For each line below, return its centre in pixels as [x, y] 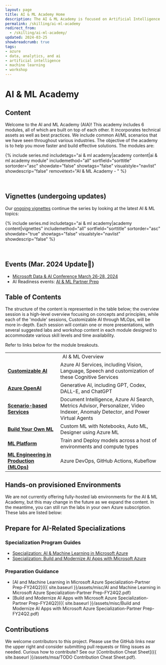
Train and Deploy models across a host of [108, 441]
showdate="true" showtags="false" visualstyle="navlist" [63, 233]
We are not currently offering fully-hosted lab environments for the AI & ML [81, 497]
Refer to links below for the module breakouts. [52, 345]
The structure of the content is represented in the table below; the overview [82, 309]
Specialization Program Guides [43, 542]
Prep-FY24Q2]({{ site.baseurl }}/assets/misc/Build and [84, 603]
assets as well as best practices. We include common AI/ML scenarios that [81, 135]
